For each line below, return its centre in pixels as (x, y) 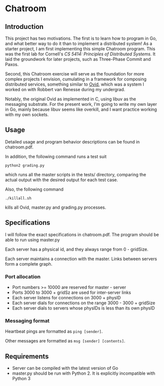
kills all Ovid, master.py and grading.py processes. (56, 207)
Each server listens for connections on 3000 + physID (66, 297)
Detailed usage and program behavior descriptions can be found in (72, 142)
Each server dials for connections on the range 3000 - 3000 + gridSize (83, 303)
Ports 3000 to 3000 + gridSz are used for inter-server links (72, 292)
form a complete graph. (29, 264)
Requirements (27, 356)
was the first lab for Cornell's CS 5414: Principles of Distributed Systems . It (80, 54)
